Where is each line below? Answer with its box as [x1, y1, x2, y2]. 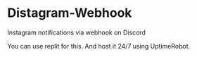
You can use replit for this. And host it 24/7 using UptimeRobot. [7, 42, 191, 50]
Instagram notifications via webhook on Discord [7, 28, 146, 37]
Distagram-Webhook [7, 5, 132, 21]
